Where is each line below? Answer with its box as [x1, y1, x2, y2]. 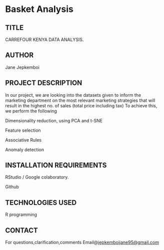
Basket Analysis [5, 3, 73, 15]
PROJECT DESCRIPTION [5, 79, 82, 87]
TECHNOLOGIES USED [5, 198, 76, 207]
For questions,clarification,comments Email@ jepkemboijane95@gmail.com [5, 240, 159, 246]
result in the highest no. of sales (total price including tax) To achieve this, [5, 102, 157, 108]
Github [5, 184, 19, 190]
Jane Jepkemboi [5, 64, 40, 70]
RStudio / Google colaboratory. [5, 174, 69, 180]
